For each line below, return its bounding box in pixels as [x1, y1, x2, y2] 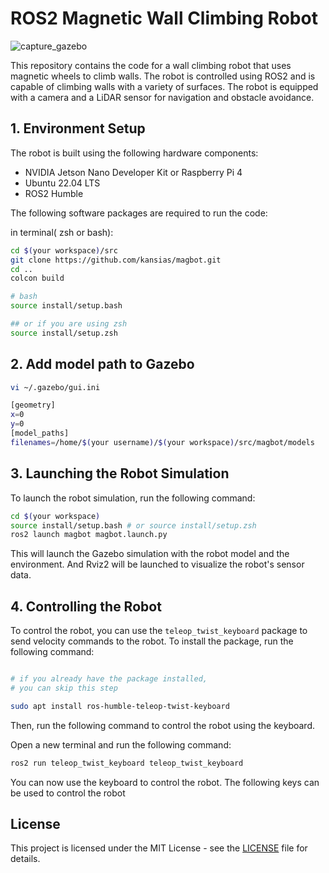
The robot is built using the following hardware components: [10, 147, 259, 159]
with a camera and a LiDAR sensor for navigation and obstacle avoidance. [10, 91, 315, 103]
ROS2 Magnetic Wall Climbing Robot [10, 7, 318, 30]
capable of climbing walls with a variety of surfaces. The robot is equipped [10, 80, 319, 92]
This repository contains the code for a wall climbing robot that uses [10, 59, 292, 71]
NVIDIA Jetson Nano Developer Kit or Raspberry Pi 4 [24, 166, 243, 178]
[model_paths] [10, 428, 70, 439]
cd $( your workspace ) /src [10, 245, 118, 256]
